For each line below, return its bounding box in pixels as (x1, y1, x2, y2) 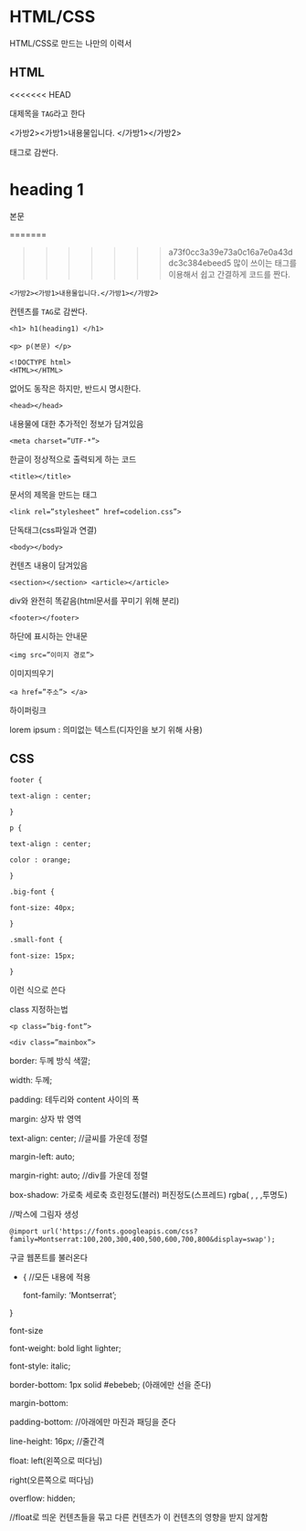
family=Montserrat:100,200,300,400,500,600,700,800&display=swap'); (9, 1234, 276, 1243)
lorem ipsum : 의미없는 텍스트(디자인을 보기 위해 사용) (9, 724, 203, 735)
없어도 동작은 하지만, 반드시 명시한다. (9, 383, 142, 393)
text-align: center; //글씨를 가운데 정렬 (9, 1132, 148, 1143)
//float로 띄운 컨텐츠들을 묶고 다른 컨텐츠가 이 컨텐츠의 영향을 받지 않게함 (9, 1511, 269, 1522)
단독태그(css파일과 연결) (9, 524, 98, 535)
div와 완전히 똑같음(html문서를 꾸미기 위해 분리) (9, 595, 180, 606)
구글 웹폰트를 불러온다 (9, 1252, 89, 1263)
